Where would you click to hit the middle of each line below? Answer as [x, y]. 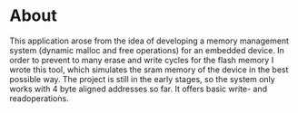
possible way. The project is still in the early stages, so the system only [142, 79]
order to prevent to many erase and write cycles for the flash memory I [142, 60]
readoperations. [40, 98]
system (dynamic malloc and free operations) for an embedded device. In [147, 50]
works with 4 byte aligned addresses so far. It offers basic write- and [139, 89]
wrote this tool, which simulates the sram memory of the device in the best [149, 70]
